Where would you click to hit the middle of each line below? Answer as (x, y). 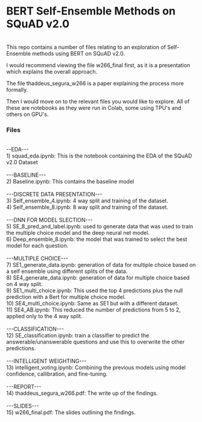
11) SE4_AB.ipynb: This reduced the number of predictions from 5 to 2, (93, 310)
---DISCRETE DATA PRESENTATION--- (54, 194)
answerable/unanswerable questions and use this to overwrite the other (96, 342)
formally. (17, 89)
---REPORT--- (24, 387)
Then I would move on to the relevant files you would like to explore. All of (98, 101)
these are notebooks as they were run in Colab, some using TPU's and (94, 107)
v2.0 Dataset (22, 162)
